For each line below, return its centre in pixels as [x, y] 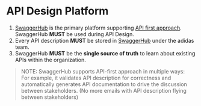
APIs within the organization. [50, 60]
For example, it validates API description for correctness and [96, 78]
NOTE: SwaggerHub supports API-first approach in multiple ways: [103, 71]
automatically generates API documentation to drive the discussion [104, 84]
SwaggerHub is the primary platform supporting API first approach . [98, 28]
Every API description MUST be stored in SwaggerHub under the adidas [104, 40]
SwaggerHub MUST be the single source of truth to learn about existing [105, 53]
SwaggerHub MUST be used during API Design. [74, 34]
